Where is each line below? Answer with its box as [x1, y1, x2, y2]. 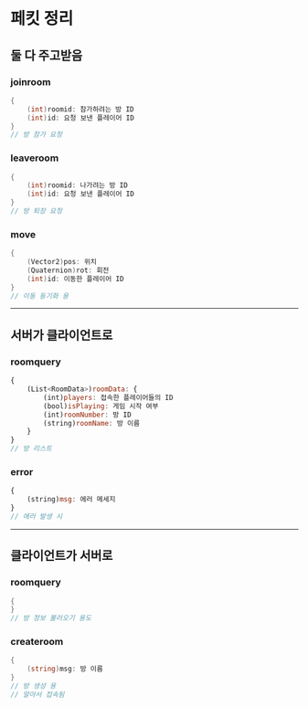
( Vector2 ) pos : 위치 [27, 258, 97, 267]
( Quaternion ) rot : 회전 [27, 266, 110, 275]
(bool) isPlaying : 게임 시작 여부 [43, 401, 159, 411]
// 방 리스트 [10, 444, 53, 453]
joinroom [10, 75, 51, 88]
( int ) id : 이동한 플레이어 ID [27, 274, 124, 283]
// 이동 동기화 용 [10, 291, 69, 301]
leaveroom [10, 152, 59, 164]
